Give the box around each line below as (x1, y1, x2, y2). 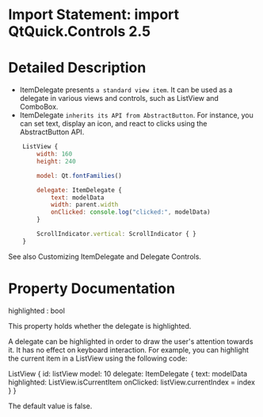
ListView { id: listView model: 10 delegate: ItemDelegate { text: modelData (8, 369, 248, 378)
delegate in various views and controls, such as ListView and (19, 94, 219, 103)
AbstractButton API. (19, 127, 85, 137)
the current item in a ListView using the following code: (8, 353, 188, 363)
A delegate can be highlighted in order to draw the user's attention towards (8, 336, 253, 346)
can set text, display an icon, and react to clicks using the (19, 119, 208, 129)
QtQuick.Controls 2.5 (8, 22, 151, 41)
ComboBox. (19, 102, 59, 112)
